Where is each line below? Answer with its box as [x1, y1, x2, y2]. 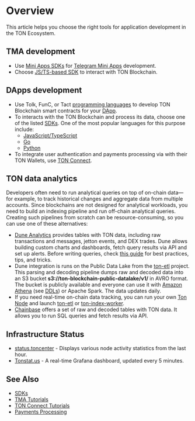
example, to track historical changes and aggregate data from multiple [14, 195, 183, 202]
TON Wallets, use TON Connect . [14, 157, 92, 164]
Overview [6, 4, 54, 18]
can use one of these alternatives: [6, 220, 88, 227]
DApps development [6, 85, 82, 95]
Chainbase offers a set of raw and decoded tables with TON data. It [14, 306, 177, 313]
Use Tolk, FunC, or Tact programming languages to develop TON [14, 101, 170, 108]
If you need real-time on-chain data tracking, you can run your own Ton [14, 294, 187, 301]
